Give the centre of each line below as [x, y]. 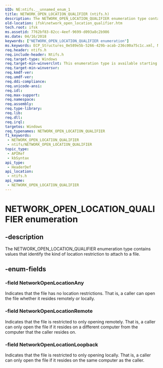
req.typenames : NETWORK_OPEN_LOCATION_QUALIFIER [55, 131]
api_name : [15, 181]
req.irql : [15, 122]
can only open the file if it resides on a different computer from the [72, 327]
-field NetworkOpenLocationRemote [49, 311]
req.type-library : [24, 109]
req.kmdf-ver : [19, 73]
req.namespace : [20, 100]
